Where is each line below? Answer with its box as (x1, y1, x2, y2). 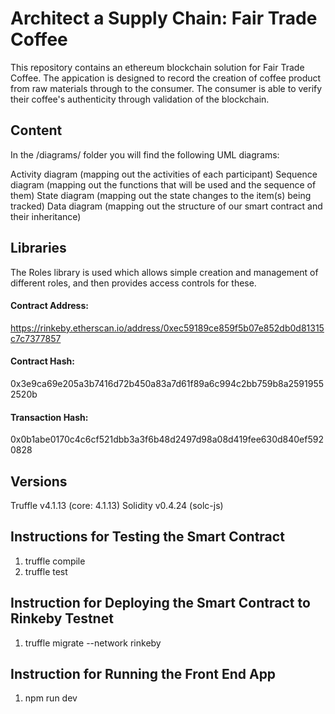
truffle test (24, 565, 68, 577)
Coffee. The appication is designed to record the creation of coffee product (10, 72, 322, 84)
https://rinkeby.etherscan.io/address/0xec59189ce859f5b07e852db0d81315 (10, 322, 325, 334)
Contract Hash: (10, 355, 75, 367)
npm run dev (24, 692, 78, 704)
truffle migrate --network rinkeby (24, 637, 162, 649)
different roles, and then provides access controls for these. (10, 277, 257, 289)
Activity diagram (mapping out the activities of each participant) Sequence (10, 168, 318, 180)
